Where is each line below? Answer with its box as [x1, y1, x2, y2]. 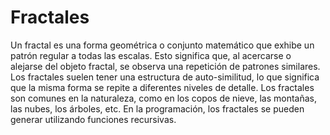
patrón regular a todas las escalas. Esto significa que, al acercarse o [10, 49, 292, 61]
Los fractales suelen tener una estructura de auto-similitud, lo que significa [10, 71, 320, 83]
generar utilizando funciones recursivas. [10, 113, 177, 125]
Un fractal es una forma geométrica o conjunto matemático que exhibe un [10, 39, 315, 51]
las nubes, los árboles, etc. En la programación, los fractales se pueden [10, 102, 305, 115]
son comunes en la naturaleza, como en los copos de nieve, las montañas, [10, 92, 317, 104]
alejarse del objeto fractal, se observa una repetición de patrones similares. [10, 60, 321, 72]
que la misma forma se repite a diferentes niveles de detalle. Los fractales [10, 81, 315, 93]
